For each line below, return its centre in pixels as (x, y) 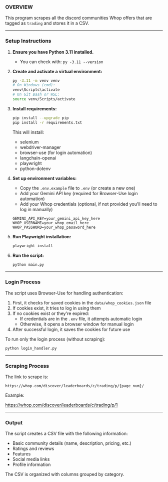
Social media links (31, 459)
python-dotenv (35, 169)
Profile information (31, 464)
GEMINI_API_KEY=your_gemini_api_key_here (56, 218)
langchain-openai (38, 158)
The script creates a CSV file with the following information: (66, 434)
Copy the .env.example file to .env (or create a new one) (77, 188)
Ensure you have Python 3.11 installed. (53, 52)
